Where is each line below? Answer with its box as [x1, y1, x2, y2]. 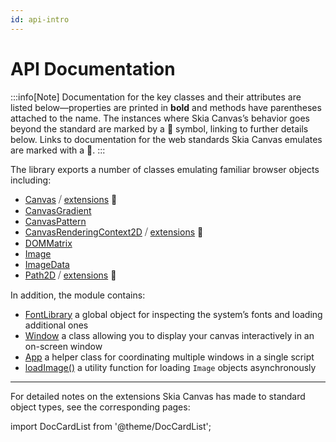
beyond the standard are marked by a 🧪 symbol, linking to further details [10, 122, 309, 135]
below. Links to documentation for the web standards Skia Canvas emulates [10, 133, 323, 145]
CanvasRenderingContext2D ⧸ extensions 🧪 [24, 226, 204, 238]
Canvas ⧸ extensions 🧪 [24, 193, 118, 205]
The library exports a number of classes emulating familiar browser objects [10, 163, 320, 175]
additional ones [24, 319, 89, 331]
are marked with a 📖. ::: [10, 144, 106, 156]
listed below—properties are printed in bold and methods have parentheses [10, 101, 322, 113]
